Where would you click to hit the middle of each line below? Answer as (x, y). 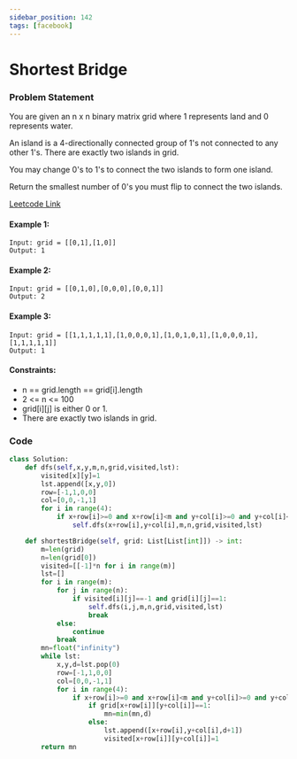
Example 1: (30, 224)
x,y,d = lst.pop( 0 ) (88, 665)
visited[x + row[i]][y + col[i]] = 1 (161, 739)
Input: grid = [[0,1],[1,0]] (63, 243)
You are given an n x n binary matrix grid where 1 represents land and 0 (139, 116)
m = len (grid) (63, 549)
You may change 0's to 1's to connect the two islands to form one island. (141, 169)
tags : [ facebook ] (41, 26)
